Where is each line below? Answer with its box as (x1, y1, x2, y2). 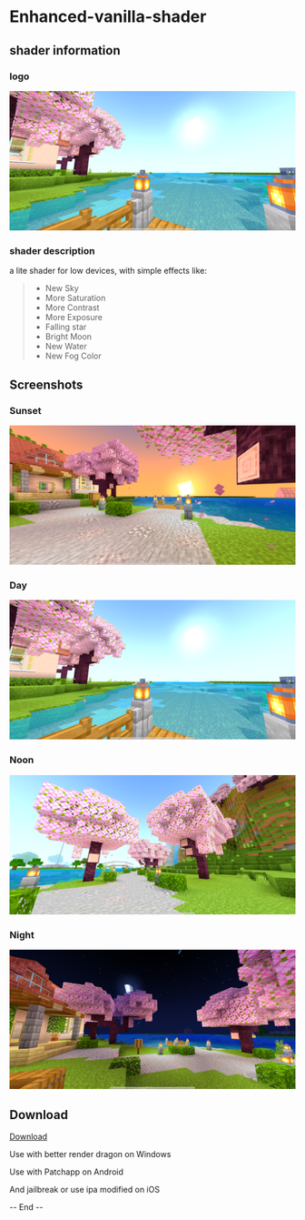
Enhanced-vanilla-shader (9, 6, 207, 27)
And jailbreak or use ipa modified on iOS (9, 1185, 161, 1195)
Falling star (44, 321, 87, 333)
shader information (9, 43, 121, 58)
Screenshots (9, 377, 84, 392)
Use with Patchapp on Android (9, 1166, 124, 1177)
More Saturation (44, 293, 106, 304)
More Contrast (44, 302, 100, 313)
